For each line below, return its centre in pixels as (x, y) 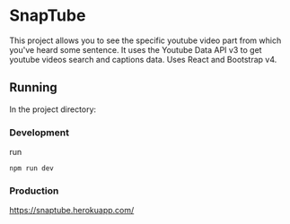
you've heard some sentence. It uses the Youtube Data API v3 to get (136, 49)
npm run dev (31, 168)
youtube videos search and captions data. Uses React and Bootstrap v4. (143, 59)
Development (40, 133)
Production (34, 191)
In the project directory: (53, 109)
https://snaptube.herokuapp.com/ (72, 211)
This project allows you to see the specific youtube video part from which (145, 40)
